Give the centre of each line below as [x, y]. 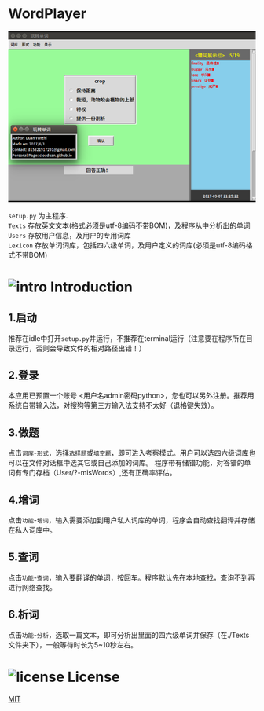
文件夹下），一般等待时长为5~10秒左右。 [73, 644]
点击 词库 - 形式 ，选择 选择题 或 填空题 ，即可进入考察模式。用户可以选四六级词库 [128, 453]
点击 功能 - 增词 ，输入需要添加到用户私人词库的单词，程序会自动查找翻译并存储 [132, 520]
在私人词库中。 [32, 530]
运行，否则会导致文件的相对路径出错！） [80, 348]
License [93, 677]
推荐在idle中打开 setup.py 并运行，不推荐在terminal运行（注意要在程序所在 [127, 338]
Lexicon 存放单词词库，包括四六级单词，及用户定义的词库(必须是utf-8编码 [127, 245]
